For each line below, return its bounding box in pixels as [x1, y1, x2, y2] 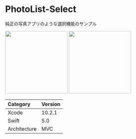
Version [41, 100, 61, 107]
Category [7, 100, 31, 107]
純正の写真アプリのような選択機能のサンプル [5, 20, 97, 26]
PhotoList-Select [5, 3, 76, 15]
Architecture [7, 125, 37, 132]
